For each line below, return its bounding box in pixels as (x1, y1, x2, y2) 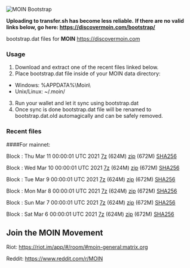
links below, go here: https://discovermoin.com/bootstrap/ (6, 24, 155, 31)
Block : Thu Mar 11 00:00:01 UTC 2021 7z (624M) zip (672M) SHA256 (6, 153, 177, 160)
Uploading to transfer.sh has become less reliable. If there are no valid (6, 17, 184, 24)
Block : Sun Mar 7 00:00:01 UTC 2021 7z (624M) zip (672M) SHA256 (6, 199, 176, 206)
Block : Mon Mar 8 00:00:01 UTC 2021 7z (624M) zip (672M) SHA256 (6, 187, 177, 194)
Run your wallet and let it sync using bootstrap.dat (14, 99, 139, 107)
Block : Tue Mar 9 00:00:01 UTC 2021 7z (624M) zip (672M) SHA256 (6, 175, 176, 182)
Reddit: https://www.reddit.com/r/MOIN (6, 255, 103, 263)
